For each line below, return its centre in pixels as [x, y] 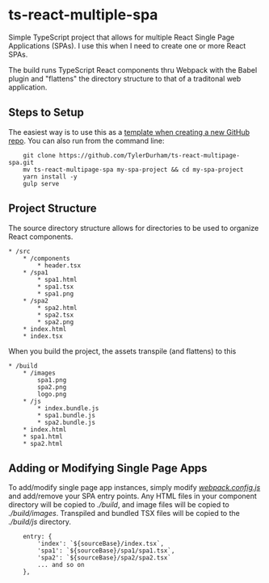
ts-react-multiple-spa [83, 15]
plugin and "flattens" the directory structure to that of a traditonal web [125, 78]
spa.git [21, 162]
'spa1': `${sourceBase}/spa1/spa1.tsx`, [106, 551]
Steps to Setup [46, 113]
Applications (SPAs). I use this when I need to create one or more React [127, 45]
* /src [19, 251]
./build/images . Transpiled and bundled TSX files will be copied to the [124, 514]
